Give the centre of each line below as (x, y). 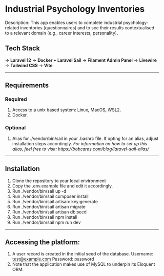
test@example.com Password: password (53, 259)
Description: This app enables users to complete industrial (64, 23)
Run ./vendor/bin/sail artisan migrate (49, 207)
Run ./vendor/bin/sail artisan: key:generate (55, 201)
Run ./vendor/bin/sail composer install (50, 196)
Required (16, 99)
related (12, 27)
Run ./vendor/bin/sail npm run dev (46, 222)
